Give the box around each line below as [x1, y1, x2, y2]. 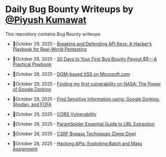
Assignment [12, 145, 38, 152]
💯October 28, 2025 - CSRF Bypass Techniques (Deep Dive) [12, 130, 137, 137]
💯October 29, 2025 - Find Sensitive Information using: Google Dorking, [12, 96, 160, 102]
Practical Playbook [12, 61, 52, 67]
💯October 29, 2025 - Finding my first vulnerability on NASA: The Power [12, 81, 161, 87]
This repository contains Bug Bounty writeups [5, 31, 101, 37]
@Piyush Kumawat [5, 14, 87, 26]
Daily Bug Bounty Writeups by [5, 4, 134, 15]
